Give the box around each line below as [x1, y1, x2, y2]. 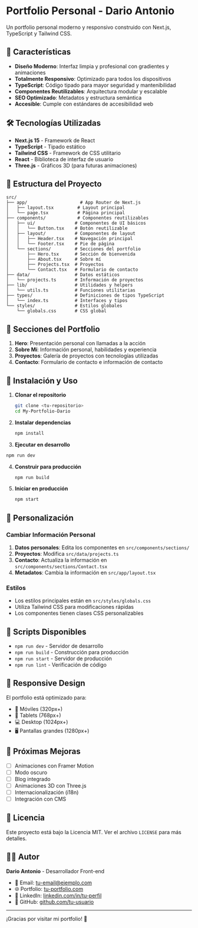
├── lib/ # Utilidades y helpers [6, 282, 133, 288]
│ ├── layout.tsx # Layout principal [6, 205, 126, 211]
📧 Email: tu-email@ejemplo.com [14, 879, 93, 886]
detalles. [6, 835, 27, 842]
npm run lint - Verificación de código [14, 661, 107, 668]
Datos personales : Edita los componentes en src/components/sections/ [14, 544, 190, 551]
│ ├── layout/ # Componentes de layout [6, 231, 136, 237]
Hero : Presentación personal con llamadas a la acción [14, 340, 146, 347]
